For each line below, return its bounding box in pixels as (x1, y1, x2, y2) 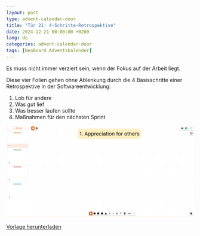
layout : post (6, 10, 39, 16)
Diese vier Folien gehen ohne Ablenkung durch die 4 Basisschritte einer (6, 76, 183, 83)
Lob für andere (14, 94, 52, 101)
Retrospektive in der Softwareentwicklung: (6, 83, 111, 90)
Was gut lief (14, 101, 45, 108)
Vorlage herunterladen (6, 223, 61, 230)
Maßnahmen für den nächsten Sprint (14, 113, 106, 120)
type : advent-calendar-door (6, 16, 76, 22)
